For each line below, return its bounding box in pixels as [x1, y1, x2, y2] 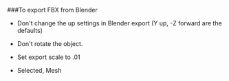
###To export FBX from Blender [7, 6, 98, 14]
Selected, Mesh [17, 67, 62, 74]
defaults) [17, 27, 43, 34]
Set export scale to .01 [17, 53, 80, 61]
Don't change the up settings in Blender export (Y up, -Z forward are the [17, 19, 222, 27]
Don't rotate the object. [17, 40, 83, 47]
